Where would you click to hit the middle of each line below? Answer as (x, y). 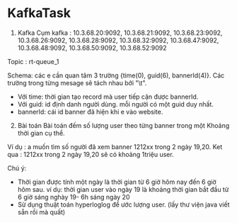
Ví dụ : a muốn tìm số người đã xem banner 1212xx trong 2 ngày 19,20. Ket (115, 146)
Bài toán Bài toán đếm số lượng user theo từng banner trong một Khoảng (123, 125)
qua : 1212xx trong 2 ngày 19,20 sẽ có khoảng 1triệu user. (91, 154)
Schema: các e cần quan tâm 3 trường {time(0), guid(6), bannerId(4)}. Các (116, 75)
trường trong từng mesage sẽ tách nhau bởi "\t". (77, 82)
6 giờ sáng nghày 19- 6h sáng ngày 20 (74, 197)
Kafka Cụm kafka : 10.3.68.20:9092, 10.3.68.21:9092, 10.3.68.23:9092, (120, 33)
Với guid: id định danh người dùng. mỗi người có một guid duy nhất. (116, 104)
